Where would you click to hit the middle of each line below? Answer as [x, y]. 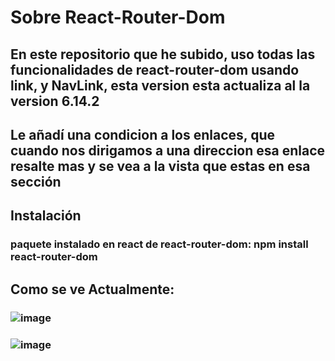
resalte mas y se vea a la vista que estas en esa [160, 166]
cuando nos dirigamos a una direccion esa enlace [168, 150]
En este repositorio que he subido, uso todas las [163, 54]
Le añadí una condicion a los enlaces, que [142, 134]
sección [36, 181]
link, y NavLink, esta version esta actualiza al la [160, 85]
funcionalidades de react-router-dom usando [155, 69]
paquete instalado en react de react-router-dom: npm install [159, 244]
